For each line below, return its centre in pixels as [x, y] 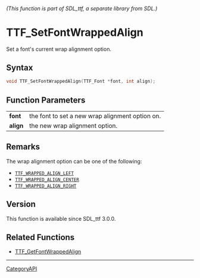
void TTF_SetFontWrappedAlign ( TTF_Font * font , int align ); [81, 81]
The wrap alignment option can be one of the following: [74, 161]
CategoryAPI [22, 269]
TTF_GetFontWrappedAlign [48, 252]
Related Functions [40, 238]
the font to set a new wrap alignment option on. [95, 116]
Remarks [23, 147]
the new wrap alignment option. [74, 126]
